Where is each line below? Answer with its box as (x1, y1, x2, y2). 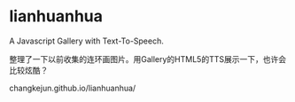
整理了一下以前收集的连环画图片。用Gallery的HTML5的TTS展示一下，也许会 (9, 53, 286, 64)
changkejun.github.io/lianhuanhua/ (9, 82, 136, 93)
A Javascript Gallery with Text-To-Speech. (9, 35, 164, 46)
